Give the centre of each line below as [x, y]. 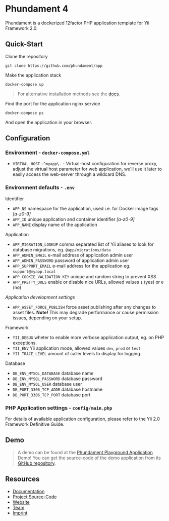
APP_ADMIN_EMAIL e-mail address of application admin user [73, 255]
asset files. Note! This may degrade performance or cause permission [86, 312]
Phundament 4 [37, 9]
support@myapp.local [34, 272]
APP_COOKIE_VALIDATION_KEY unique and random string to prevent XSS [84, 276]
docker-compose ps [24, 113]
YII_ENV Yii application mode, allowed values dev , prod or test [77, 348]
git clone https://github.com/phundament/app [54, 66]
